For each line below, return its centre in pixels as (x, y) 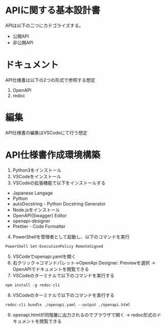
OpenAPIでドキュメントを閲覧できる (51, 269)
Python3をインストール (37, 170)
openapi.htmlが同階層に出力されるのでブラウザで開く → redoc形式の (85, 315)
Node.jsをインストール (36, 210)
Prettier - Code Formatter (39, 226)
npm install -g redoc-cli (32, 285)
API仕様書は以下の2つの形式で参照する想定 (50, 80)
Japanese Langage (33, 193)
